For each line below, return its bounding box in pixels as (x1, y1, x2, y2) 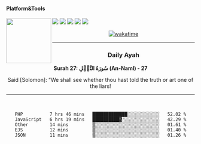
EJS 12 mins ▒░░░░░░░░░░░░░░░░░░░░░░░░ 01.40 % (14, 127, 187, 133)
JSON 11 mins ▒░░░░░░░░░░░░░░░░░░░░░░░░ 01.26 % (14, 132, 187, 138)
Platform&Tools (6, 5, 45, 12)
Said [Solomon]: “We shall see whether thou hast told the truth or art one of (7, 76, 194, 83)
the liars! (89, 82, 112, 90)
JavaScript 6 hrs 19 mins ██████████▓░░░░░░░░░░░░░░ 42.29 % (14, 117, 187, 122)
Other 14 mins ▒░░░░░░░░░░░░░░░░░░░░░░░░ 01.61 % (14, 121, 187, 128)
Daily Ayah (107, 51, 139, 59)
